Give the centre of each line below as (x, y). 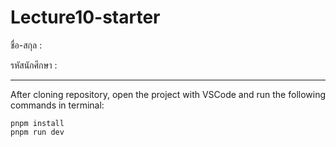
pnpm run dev (37, 132)
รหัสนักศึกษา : (34, 65)
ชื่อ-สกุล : (26, 45)
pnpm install (37, 123)
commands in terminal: (57, 105)
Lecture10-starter (85, 17)
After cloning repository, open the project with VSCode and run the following (168, 94)
